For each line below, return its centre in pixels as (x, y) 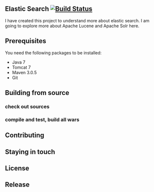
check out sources (27, 106)
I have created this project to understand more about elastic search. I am (77, 20)
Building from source (37, 93)
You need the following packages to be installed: (53, 53)
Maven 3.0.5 (24, 72)
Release (17, 185)
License (17, 168)
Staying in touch (30, 152)
